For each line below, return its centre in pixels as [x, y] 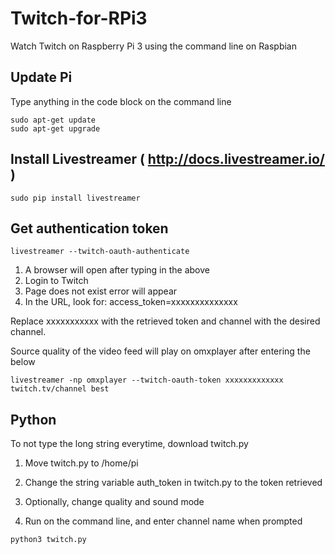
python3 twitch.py [48, 540]
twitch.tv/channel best [60, 389]
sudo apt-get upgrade [55, 128]
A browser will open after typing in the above [117, 270]
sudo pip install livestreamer [75, 198]
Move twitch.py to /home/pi [81, 463]
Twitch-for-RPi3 [79, 18]
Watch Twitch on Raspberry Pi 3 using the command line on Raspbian [154, 46]
